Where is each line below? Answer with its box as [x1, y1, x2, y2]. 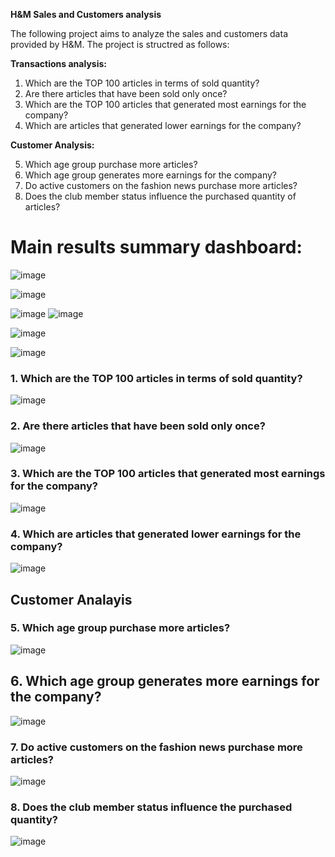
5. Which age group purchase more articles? [10, 621, 231, 635]
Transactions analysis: [10, 58, 107, 69]
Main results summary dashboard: [10, 236, 303, 259]
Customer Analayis [10, 591, 133, 608]
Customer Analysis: [10, 139, 95, 151]
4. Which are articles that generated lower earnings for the [10, 527, 302, 541]
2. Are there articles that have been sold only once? [10, 419, 266, 433]
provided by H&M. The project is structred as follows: [10, 39, 230, 50]
